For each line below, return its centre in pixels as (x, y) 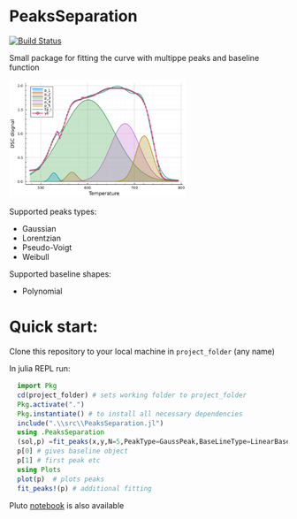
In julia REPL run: (40, 368)
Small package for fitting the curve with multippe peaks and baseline (134, 57)
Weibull (36, 257)
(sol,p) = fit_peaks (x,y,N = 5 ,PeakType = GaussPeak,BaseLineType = (134, 442)
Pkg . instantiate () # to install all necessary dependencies (130, 414)
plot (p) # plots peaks (61, 479)
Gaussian (39, 229)
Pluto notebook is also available (67, 505)
